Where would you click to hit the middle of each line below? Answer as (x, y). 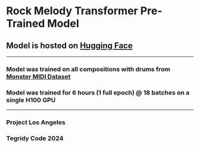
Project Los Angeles (36, 122)
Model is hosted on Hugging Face (69, 45)
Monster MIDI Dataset (38, 77)
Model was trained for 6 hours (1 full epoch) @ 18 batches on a (98, 92)
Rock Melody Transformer (72, 11)
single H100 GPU (31, 100)
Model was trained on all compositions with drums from (88, 69)
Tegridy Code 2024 (35, 138)
